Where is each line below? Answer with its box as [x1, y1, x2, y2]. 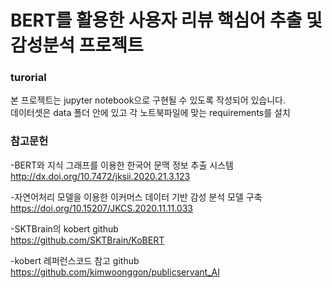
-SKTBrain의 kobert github [10, 222, 119, 235]
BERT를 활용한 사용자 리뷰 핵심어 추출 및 [10, 9, 323, 32]
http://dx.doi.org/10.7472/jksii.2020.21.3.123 [10, 170, 191, 182]
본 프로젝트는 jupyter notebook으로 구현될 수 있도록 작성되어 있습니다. [10, 94, 287, 106]
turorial [10, 71, 47, 85]
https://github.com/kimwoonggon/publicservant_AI [10, 266, 220, 278]
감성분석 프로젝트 [10, 34, 144, 57]
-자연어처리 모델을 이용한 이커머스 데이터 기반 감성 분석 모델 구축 [10, 191, 263, 203]
